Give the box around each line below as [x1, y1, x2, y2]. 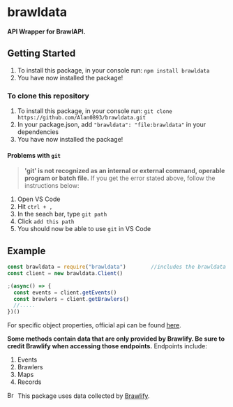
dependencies [17, 128, 59, 136]
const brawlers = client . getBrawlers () [13, 295, 130, 302]
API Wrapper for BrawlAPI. [7, 27, 86, 36]
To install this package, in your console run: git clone [17, 107, 173, 115]
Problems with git [7, 151, 61, 159]
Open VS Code [17, 195, 61, 203]
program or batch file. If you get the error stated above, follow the [24, 174, 216, 182]
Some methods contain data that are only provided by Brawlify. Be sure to [7, 334, 225, 343]
